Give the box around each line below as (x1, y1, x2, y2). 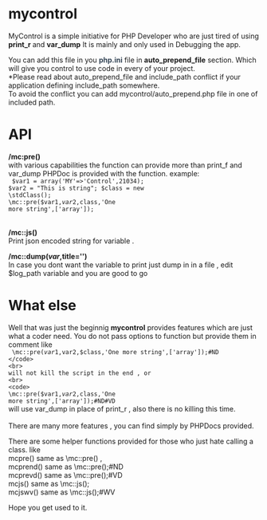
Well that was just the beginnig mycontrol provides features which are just (8, 322, 253, 332)
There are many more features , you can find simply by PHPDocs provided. (8, 420, 254, 431)
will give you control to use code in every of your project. (8, 63, 195, 73)
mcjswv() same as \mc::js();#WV (8, 487, 116, 497)
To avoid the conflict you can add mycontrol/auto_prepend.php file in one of (8, 89, 258, 98)
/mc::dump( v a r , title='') (8, 251, 88, 261)
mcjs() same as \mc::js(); (8, 479, 90, 488)
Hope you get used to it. (8, 502, 88, 512)
